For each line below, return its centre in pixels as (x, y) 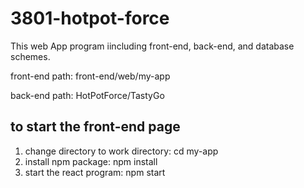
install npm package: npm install (91, 161)
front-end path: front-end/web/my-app (90, 76)
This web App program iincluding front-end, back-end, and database (152, 46)
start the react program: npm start (95, 172)
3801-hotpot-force (90, 18)
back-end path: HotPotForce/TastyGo (87, 95)
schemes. (30, 56)
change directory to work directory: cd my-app (121, 151)
